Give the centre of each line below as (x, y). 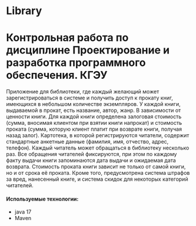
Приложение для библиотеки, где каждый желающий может (83, 92)
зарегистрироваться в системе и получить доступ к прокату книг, (90, 98)
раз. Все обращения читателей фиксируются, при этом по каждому (92, 154)
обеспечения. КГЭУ (57, 75)
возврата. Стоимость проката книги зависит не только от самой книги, (96, 167)
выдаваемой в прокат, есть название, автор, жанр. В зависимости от (94, 111)
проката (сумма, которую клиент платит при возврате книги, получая (94, 129)
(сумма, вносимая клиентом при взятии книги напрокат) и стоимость (94, 123)
